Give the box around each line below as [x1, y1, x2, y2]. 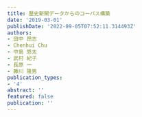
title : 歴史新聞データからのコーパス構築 [7, 10, 111, 17]
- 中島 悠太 [7, 49, 38, 56]
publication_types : [7, 74, 63, 81]
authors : [7, 29, 32, 36]
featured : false [7, 94, 54, 100]
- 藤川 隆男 [7, 67, 38, 74]
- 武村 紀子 [7, 55, 38, 62]
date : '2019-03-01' [7, 17, 63, 23]
